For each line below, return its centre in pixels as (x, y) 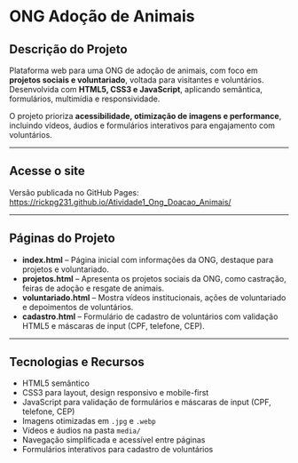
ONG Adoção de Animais (102, 16)
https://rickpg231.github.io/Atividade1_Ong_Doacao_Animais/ (121, 202)
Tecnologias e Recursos (77, 362)
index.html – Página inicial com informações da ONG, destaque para (148, 259)
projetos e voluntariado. (65, 269)
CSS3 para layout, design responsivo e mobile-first (115, 393)
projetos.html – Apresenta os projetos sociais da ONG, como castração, (154, 278)
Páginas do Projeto (62, 239)
